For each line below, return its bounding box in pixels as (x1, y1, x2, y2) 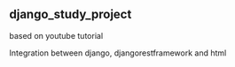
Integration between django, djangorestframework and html (9, 48, 227, 58)
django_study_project (9, 7, 132, 22)
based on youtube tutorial (9, 30, 104, 41)
